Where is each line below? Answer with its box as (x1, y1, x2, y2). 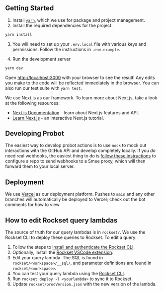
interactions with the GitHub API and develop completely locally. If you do (5, 147, 156, 153)
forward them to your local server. (5, 163, 75, 169)
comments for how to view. (5, 202, 61, 208)
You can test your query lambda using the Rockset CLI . (12, 271, 125, 276)
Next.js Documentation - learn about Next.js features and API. (12, 109, 139, 116)
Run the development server (12, 56, 71, 62)
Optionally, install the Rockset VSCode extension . (12, 249, 113, 255)
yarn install (5, 32, 32, 37)
